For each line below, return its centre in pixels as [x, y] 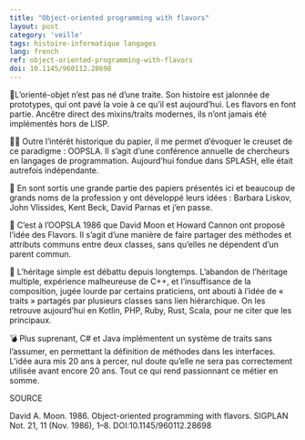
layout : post [34, 26]
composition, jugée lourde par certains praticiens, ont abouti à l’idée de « [147, 291]
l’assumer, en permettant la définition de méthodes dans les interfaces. [142, 351]
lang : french [34, 52]
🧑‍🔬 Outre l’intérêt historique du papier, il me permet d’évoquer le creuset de [151, 141]
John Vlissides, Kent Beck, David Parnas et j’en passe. [111, 207]
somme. [25, 380]
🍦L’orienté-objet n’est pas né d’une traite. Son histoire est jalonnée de [140, 94]
